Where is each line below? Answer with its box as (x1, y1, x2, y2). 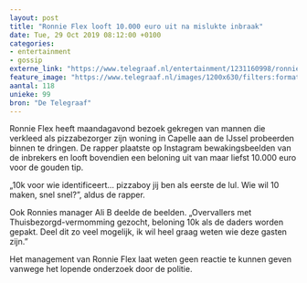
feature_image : (9, 73, 68, 82)
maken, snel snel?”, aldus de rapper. (9, 189, 146, 201)
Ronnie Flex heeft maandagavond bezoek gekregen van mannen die (9, 123, 266, 134)
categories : (9, 38, 55, 48)
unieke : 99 (9, 89, 51, 99)
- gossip (9, 56, 43, 65)
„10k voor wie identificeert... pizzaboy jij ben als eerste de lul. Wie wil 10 (9, 180, 280, 191)
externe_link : (9, 65, 64, 74)
